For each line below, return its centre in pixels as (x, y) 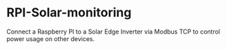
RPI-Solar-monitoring (69, 13)
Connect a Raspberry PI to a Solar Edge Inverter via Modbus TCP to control (113, 32)
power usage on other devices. (51, 38)
